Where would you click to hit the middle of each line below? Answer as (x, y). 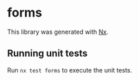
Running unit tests (47, 53)
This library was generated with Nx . (58, 32)
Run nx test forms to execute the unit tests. (70, 70)
